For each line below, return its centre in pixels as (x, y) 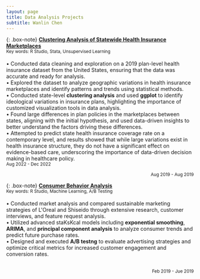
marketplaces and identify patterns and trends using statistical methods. (95, 89)
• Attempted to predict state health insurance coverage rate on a (85, 133)
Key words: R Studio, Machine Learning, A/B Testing (60, 192)
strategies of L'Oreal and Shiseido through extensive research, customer (95, 210)
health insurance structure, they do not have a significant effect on (88, 146)
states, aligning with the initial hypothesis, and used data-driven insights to (98, 121)
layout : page (22, 12)
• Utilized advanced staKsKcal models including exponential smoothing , (96, 222)
